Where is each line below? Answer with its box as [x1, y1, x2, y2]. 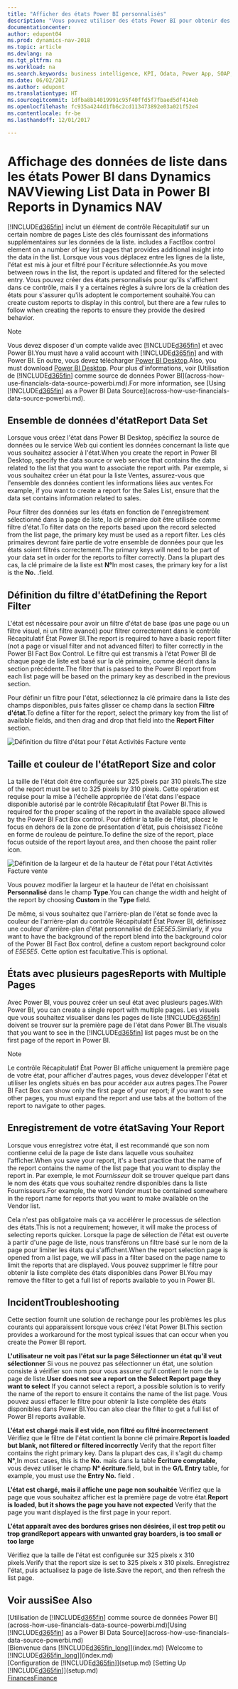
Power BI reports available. [7, 1412, 86, 1421]
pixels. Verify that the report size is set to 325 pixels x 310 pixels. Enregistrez [7, 1559, 230, 1567]
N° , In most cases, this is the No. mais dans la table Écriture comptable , [7, 1457, 218, 1465]
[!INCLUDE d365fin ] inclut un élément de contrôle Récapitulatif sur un [7, 222, 210, 231]
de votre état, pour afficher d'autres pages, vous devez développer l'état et [7, 1070, 227, 1080]
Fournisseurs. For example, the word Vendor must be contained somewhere [7, 1186, 228, 1194]
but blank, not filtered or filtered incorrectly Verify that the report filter [7, 1441, 217, 1450]
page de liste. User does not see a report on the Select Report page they [7, 1375, 222, 1383]
